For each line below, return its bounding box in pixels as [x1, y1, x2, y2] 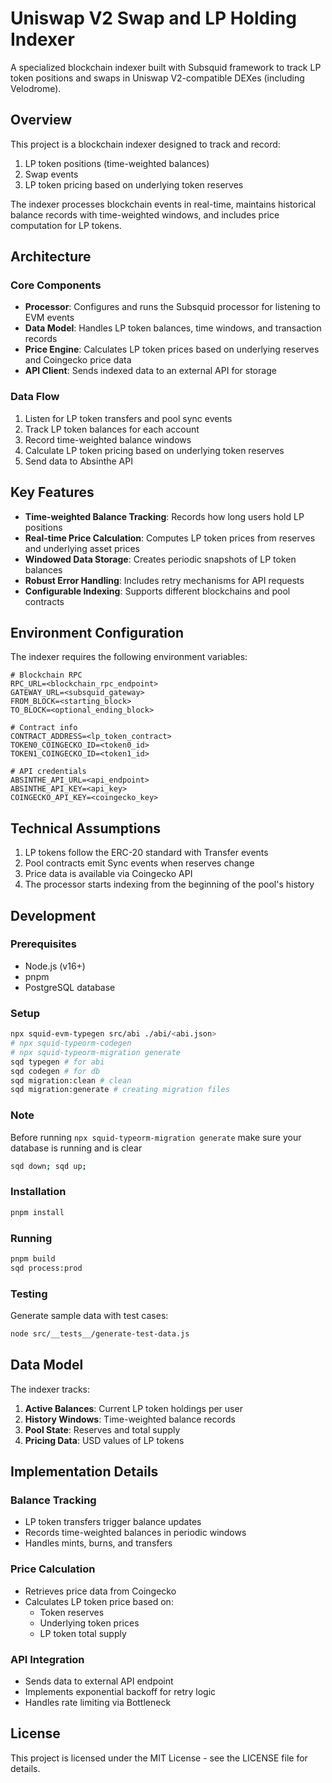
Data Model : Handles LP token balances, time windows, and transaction [24, 322, 322, 334]
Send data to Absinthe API [24, 455, 133, 467]
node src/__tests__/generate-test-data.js [10, 1328, 190, 1339]
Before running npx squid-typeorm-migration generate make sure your [10, 1131, 302, 1143]
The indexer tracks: [10, 1383, 91, 1395]
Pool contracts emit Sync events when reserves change [24, 857, 255, 869]
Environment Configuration [10, 624, 184, 641]
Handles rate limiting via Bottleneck [24, 1696, 172, 1708]
